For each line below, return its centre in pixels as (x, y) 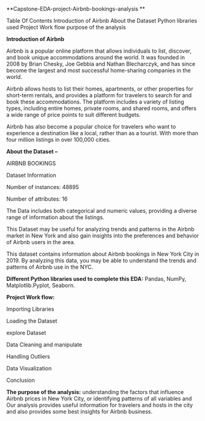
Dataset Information (31, 175)
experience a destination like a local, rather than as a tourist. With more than (102, 133)
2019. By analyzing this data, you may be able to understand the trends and (102, 260)
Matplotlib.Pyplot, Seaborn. (41, 285)
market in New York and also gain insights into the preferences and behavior (103, 236)
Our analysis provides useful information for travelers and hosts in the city (100, 405)
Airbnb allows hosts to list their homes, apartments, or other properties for (100, 89)
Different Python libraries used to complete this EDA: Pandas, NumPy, (96, 279)
